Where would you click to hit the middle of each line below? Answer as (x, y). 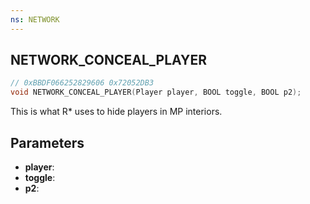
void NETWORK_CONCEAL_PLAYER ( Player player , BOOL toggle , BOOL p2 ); (156, 92)
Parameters (47, 142)
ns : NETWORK (35, 19)
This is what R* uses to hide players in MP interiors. (116, 112)
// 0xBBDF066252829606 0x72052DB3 (82, 83)
